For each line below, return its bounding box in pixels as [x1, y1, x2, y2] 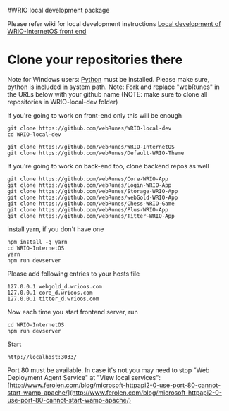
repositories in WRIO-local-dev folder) [7, 97, 118, 106]
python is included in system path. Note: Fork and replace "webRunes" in [7, 82, 220, 91]
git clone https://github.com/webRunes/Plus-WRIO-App [7, 206, 169, 214]
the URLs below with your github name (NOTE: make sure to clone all [7, 90, 208, 98]
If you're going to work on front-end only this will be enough [7, 111, 182, 119]
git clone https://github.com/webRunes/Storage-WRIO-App [7, 188, 178, 195]
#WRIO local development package [7, 6, 110, 14]
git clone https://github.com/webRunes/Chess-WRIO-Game [7, 200, 175, 207]
